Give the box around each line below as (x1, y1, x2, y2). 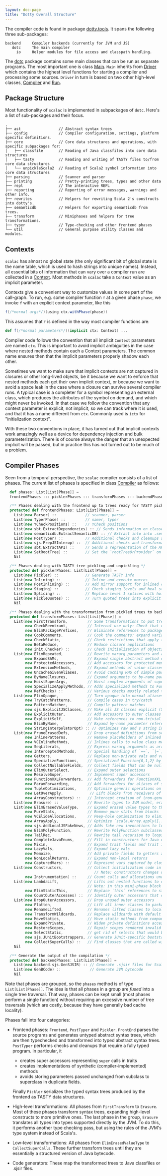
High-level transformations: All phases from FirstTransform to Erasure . (12, 1104, 158, 1110)
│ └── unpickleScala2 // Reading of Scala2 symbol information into (5, 166, 157, 171)
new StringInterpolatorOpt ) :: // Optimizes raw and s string (25, 726, 157, 731)
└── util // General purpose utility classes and (5, 227, 143, 232)
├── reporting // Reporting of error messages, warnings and (5, 188, 157, 193)
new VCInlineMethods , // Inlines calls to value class (25, 740, 157, 745)
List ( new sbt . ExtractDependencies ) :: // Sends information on (14, 526, 148, 531)
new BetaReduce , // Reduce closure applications (25, 642, 155, 647)
